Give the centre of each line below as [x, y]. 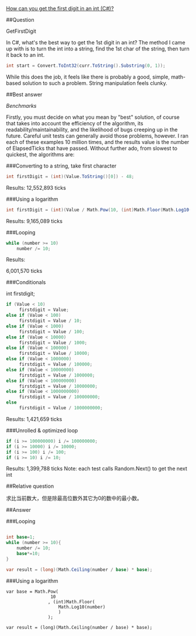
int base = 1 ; [20, 537]
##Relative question [30, 486]
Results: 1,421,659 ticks [34, 419]
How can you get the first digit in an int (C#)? [60, 8]
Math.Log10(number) [82, 607]
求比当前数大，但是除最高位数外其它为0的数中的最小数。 [74, 498]
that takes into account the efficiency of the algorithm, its [75, 123]
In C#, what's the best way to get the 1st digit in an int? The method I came [96, 42]
